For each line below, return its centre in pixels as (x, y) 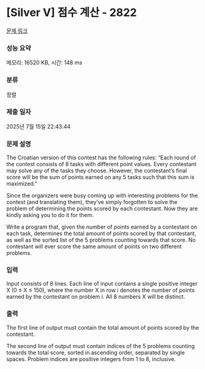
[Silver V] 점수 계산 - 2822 (72, 13)
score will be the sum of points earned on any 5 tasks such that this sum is (100, 177)
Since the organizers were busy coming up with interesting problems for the (102, 196)
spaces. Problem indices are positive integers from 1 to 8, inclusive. (91, 359)
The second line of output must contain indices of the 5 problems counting (100, 346)
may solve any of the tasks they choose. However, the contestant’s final (97, 171)
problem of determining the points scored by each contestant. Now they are (102, 208)
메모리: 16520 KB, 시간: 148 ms (44, 63)
